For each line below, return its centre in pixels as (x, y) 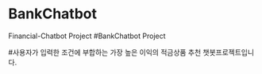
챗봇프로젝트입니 (229, 52)
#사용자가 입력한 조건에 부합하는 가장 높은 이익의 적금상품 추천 (105, 52)
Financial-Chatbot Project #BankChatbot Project (87, 36)
